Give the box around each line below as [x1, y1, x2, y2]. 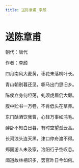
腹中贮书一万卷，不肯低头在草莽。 [5, 103, 77, 109]
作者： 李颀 [5, 60, 28, 66]
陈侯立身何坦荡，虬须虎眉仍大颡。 [5, 92, 77, 98]
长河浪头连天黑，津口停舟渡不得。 [5, 135, 77, 142]
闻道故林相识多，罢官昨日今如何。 [5, 157, 77, 163]
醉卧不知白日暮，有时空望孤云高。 [5, 124, 77, 130]
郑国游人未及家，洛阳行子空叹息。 [5, 146, 77, 152]
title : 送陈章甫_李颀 [5, 7, 47, 13]
